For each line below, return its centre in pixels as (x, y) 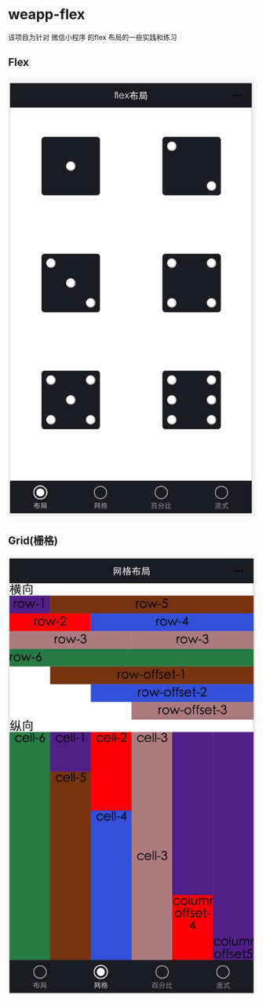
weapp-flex (47, 15)
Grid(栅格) (33, 541)
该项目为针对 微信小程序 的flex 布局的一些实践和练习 (93, 37)
